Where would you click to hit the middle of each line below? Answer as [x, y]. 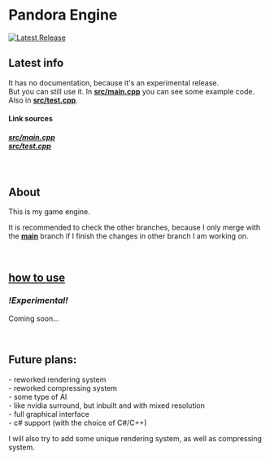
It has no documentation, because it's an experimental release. [114, 82]
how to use [37, 277]
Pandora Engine [63, 15]
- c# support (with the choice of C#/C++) [78, 423]
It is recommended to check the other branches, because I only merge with [135, 228]
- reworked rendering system [57, 379]
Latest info [36, 63]
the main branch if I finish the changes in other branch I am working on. [128, 236]
